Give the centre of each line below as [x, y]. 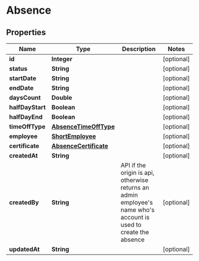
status [18, 69]
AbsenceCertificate [80, 146]
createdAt [24, 155]
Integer [62, 59]
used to [131, 225]
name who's [138, 210]
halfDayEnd [26, 117]
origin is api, [137, 173]
